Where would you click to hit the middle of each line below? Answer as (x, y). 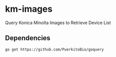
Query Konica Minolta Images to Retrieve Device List (58, 23)
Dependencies (28, 38)
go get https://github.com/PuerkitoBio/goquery (55, 49)
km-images (29, 9)
